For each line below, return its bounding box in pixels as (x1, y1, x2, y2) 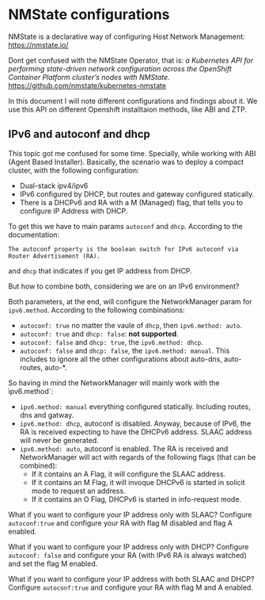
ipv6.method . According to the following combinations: (8, 305, 185, 315)
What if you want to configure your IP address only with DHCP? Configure (8, 541, 249, 552)
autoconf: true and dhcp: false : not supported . (19, 329, 180, 338)
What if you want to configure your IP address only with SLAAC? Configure (8, 510, 252, 519)
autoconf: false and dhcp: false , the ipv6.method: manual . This (19, 346, 230, 355)
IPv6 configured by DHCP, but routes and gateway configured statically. (19, 189, 255, 199)
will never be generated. (19, 435, 99, 445)
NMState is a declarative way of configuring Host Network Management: (8, 32, 245, 41)
